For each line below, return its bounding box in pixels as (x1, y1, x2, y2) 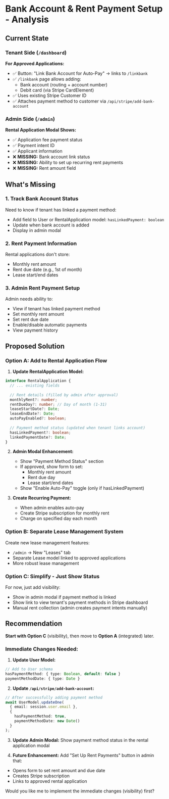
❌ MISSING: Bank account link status (12, 154, 90, 160)
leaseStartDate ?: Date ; (10, 406, 60, 412)
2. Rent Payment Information (5, 240, 77, 247)
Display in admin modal (12, 227, 62, 233)
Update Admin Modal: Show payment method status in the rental (12, 737, 149, 743)
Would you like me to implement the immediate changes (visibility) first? (5, 788, 155, 794)
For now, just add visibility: (5, 584, 61, 590)
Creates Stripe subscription (12, 773, 70, 779)
